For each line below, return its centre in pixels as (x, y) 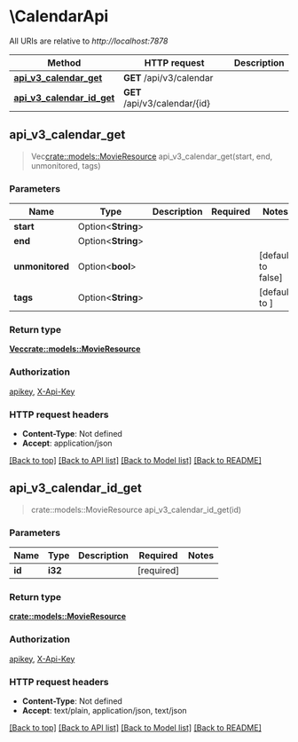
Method (64, 62)
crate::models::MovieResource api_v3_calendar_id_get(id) (136, 509)
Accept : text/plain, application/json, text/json (105, 710)
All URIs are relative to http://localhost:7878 (89, 41)
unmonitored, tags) (66, 165)
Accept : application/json (67, 443)
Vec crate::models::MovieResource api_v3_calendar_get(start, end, (152, 156)
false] (271, 278)
